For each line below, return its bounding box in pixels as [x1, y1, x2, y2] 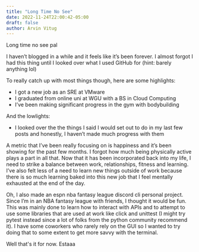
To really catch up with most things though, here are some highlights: [6, 77, 176, 84]
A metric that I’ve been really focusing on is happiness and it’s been [6, 142, 172, 149]
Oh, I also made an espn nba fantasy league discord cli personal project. [6, 191, 184, 199]
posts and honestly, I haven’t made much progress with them [14, 130, 165, 138]
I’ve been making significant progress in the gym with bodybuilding [14, 101, 179, 109]
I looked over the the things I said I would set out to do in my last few [14, 124, 183, 131]
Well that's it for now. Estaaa [6, 241, 75, 248]
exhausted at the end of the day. [6, 180, 86, 187]
